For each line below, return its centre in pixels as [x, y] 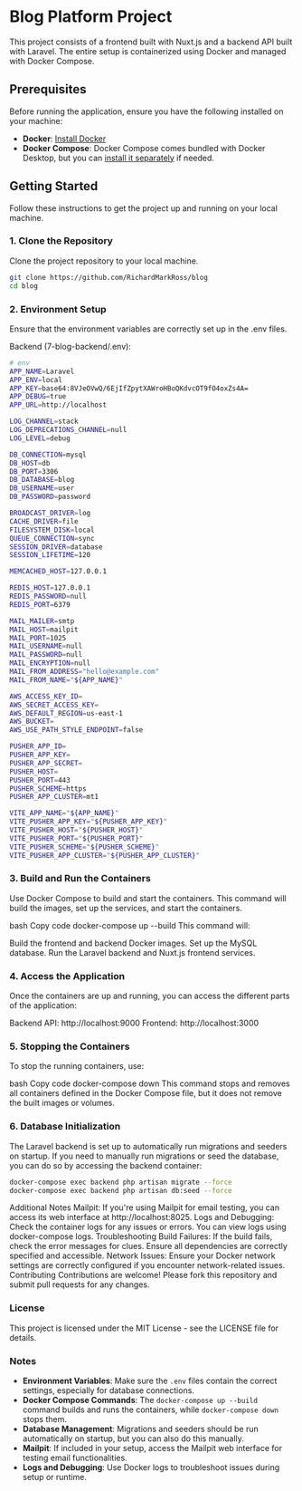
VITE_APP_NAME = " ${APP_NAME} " [64, 813]
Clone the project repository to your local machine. [104, 261]
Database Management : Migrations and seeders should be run [141, 1429]
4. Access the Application [67, 976]
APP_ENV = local [36, 380]
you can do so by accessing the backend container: [106, 1165]
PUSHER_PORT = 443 [40, 780]
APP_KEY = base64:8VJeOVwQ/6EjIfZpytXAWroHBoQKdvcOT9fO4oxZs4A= [129, 388]
